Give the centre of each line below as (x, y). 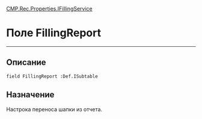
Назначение (30, 95)
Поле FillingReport (54, 33)
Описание (26, 63)
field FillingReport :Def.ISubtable (52, 76)
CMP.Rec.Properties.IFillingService (50, 9)
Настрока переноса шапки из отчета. (54, 109)
